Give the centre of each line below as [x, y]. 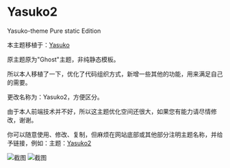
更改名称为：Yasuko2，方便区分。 [55, 97]
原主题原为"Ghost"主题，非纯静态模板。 [63, 59]
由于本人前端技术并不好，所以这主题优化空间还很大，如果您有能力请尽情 [109, 111]
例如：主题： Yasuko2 [61, 143]
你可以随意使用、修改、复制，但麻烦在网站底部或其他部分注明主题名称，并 [112, 135]
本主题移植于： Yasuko [38, 44]
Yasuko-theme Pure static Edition [54, 31]
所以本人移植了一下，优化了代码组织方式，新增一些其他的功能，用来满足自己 [115, 74]
